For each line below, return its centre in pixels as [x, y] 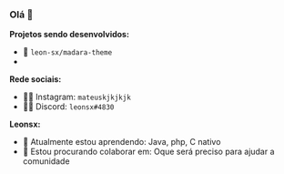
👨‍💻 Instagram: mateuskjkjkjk [77, 97]
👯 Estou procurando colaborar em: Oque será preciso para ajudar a [148, 152]
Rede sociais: [35, 79]
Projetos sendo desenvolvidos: [70, 35]
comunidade [46, 161]
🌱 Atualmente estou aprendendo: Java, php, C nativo [122, 142]
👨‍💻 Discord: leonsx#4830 [68, 107]
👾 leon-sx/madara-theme [67, 52]
